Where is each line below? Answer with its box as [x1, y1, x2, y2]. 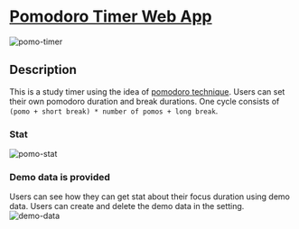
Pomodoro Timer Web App [9, 6, 212, 27]
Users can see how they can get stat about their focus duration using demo [9, 191, 291, 202]
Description [9, 62, 77, 78]
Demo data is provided [9, 170, 111, 183]
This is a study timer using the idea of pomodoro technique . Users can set [9, 86, 285, 96]
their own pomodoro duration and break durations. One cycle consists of [9, 96, 280, 106]
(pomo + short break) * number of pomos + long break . [9, 105, 219, 116]
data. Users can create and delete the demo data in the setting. [9, 201, 245, 212]
